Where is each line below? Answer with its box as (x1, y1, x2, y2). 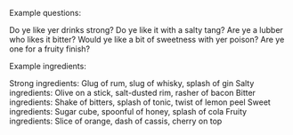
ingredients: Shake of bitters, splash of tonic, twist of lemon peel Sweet (9, 97, 272, 107)
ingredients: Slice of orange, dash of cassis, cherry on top (9, 115, 223, 126)
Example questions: (9, 8, 82, 18)
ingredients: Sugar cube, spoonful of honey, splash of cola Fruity (9, 107, 248, 116)
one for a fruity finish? (9, 44, 91, 54)
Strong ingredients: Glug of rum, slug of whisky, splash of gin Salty (9, 78, 255, 88)
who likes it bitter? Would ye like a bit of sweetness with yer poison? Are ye (9, 35, 285, 44)
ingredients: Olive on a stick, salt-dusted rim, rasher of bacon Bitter (9, 88, 256, 98)
